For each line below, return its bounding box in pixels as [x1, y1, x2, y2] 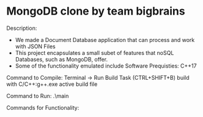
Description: [6, 24, 37, 32]
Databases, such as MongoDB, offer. [15, 55, 108, 63]
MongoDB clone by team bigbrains [6, 4, 185, 18]
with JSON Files [15, 43, 56, 50]
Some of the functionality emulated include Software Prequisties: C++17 [15, 62, 197, 69]
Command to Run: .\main [6, 92, 69, 99]
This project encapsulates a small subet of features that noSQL [15, 49, 174, 56]
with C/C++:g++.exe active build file [6, 80, 98, 88]
